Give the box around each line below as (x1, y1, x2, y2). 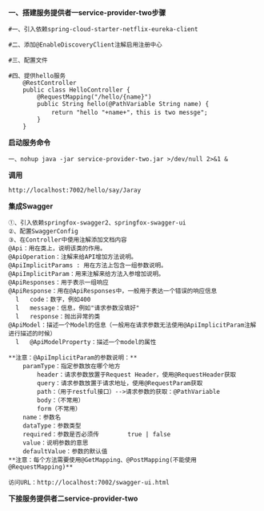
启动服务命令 (8, 138, 50, 147)
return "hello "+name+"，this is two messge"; (50, 108, 208, 116)
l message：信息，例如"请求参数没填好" (15, 304, 140, 312)
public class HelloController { (22, 86, 130, 94)
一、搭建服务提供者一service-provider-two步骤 (8, 8, 166, 17)
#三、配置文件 (8, 56, 48, 64)
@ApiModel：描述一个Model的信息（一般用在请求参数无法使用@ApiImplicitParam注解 (8, 321, 257, 329)
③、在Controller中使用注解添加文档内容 (8, 236, 127, 244)
